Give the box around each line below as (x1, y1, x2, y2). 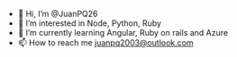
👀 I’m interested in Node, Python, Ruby (17, 18, 162, 28)
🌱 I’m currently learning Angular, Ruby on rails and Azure (17, 28, 228, 37)
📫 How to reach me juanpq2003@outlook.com (17, 37, 194, 48)
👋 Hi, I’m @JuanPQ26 (17, 9, 98, 19)
